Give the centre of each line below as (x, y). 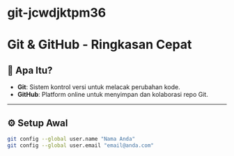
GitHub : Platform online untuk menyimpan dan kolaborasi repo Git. (113, 95)
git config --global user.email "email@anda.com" (81, 145)
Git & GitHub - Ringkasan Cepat (100, 45)
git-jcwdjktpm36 (57, 13)
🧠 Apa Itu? (30, 70)
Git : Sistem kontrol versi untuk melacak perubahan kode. (99, 87)
